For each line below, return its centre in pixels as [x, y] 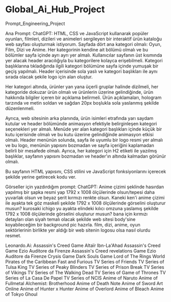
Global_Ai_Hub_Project [55, 9]
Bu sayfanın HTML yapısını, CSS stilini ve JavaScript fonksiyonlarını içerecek [86, 171]
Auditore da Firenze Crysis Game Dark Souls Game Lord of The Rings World [85, 256]
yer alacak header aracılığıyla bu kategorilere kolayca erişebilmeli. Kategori [84, 60]
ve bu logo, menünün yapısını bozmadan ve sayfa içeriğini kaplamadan [80, 145]
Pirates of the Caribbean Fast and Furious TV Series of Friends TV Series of [85, 262]
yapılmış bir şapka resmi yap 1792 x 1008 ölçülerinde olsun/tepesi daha [80, 192]
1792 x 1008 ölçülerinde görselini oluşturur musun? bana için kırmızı [77, 214]
